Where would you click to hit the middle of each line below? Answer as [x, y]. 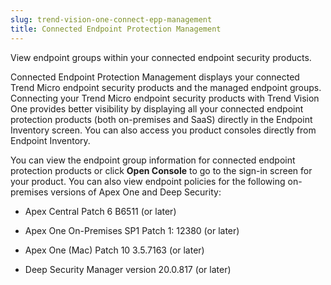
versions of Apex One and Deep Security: [136, 192]
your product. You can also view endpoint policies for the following [148, 181]
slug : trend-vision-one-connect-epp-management [111, 19]
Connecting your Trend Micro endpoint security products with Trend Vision [165, 98]
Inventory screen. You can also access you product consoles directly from [163, 130]
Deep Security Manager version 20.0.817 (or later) [128, 269]
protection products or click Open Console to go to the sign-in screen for [161, 170]
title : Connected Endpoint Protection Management [116, 29]
